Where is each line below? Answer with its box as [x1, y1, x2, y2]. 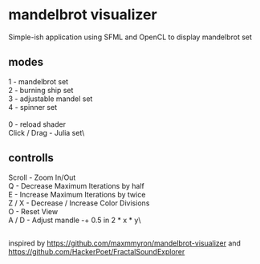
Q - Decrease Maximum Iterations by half [8, 181, 144, 190]
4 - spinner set [8, 102, 58, 112]
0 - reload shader [8, 119, 67, 129]
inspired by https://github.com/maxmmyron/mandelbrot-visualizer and [8, 238, 241, 248]
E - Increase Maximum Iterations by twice [8, 189, 146, 199]
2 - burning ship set [8, 85, 74, 95]
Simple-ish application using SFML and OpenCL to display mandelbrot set [8, 32, 253, 42]
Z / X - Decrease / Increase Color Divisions [8, 198, 150, 208]
